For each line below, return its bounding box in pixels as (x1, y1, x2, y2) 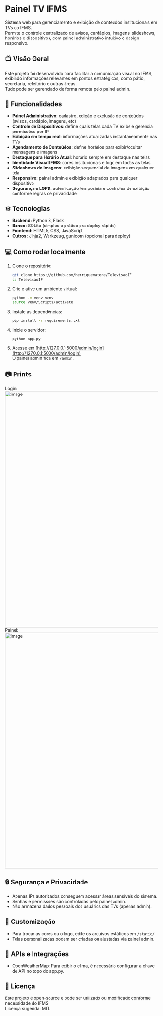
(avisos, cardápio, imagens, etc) (12, 118, 77, 124)
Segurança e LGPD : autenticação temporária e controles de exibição (12, 185, 150, 191)
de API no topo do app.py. (12, 968, 65, 974)
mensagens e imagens (12, 149, 58, 155)
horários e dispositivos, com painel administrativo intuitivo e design (5, 35, 140, 41)
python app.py (12, 336, 41, 341)
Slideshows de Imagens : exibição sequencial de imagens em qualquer (12, 165, 154, 170)
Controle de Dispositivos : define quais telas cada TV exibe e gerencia (12, 123, 153, 129)
